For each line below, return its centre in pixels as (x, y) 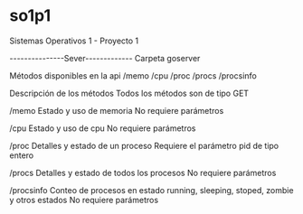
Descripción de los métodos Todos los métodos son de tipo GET (129, 93)
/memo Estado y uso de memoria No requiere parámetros (117, 110)
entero (22, 155)
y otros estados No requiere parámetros (84, 200)
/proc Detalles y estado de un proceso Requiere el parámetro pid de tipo (144, 145)
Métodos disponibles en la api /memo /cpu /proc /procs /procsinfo (133, 75)
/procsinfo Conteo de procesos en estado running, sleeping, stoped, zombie (151, 190)
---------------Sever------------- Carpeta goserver (105, 58)
